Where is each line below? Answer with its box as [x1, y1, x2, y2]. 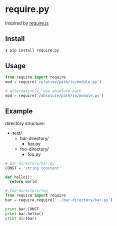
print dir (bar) [5, 216, 37, 221]
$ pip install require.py [5, 47, 59, 53]
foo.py [27, 151, 41, 157]
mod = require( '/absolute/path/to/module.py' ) [5, 93, 104, 98]
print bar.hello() [5, 211, 43, 216]
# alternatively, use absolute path [5, 88, 81, 93]
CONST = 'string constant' [5, 165, 61, 170]
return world [9, 179, 37, 184]
